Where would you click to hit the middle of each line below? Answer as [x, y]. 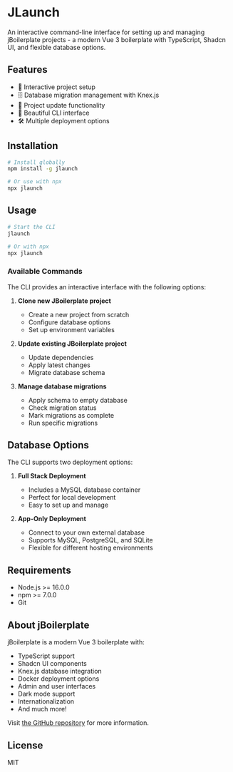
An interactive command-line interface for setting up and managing [106, 32]
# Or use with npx [35, 182]
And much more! [42, 709]
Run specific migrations [63, 423]
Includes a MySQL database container [84, 490]
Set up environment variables [72, 329]
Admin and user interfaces [57, 686]
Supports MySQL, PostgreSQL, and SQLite [90, 540]
